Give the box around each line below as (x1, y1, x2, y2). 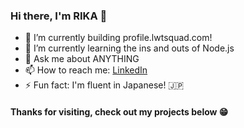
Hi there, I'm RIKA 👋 (10, 9, 108, 23)
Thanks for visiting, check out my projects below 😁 (10, 105, 229, 118)
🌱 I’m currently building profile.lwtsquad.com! (24, 32, 213, 44)
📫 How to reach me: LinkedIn (24, 64, 148, 76)
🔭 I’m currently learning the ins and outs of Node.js (24, 42, 235, 54)
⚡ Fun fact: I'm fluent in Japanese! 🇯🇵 (24, 79, 185, 91)
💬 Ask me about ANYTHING (24, 53, 140, 65)
